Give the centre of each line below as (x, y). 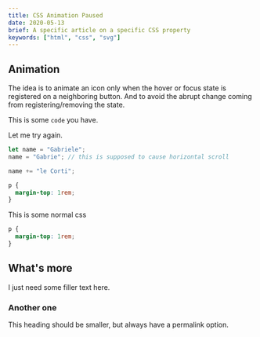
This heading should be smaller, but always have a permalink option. (118, 325)
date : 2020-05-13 (36, 23)
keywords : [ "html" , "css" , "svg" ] (65, 37)
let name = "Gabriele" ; (47, 150)
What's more (40, 268)
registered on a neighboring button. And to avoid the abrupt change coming (130, 97)
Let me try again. (35, 135)
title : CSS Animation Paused (56, 15)
